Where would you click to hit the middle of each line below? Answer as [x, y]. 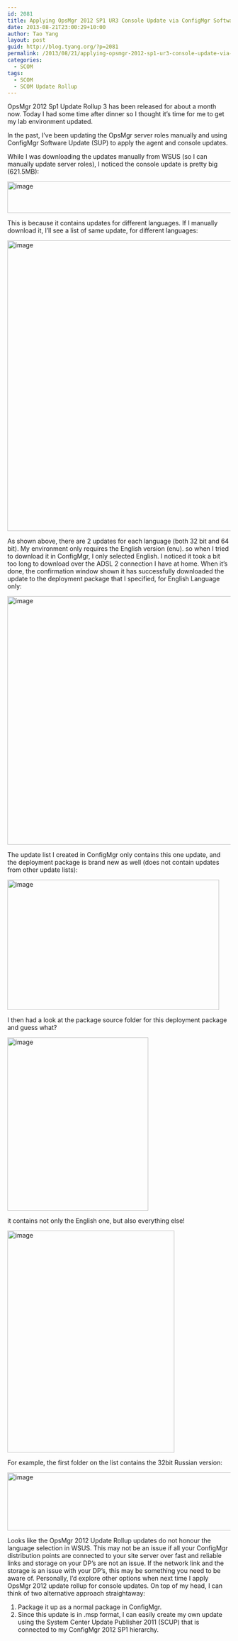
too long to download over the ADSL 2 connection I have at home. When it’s [118, 564]
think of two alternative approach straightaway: [76, 1594]
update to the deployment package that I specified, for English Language [114, 579]
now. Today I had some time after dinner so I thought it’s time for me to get [116, 114]
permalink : [23, 54]
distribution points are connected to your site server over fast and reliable [114, 1556]
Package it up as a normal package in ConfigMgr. [90, 1607]
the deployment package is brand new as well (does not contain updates [113, 863]
